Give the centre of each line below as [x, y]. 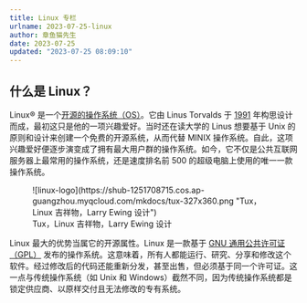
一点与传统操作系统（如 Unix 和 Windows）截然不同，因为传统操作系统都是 [151, 277]
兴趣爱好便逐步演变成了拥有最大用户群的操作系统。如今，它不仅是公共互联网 [153, 149]
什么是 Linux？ [51, 91]
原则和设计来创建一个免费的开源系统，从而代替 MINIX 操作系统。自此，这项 [152, 137]
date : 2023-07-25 [42, 43]
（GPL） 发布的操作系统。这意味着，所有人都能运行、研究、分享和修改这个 [151, 254]
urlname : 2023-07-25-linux [61, 26]
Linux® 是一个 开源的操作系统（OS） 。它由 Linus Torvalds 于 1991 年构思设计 [151, 114]
